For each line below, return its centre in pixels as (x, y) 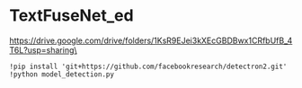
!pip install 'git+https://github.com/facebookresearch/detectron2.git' (148, 66)
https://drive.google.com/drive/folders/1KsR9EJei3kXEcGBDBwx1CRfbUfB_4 (151, 40)
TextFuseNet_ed (71, 16)
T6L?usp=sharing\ (44, 49)
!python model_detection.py (62, 74)
